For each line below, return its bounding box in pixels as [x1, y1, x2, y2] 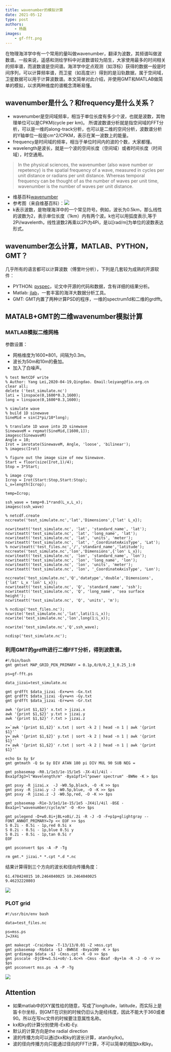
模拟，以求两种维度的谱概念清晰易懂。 [14, 82, 95, 88]
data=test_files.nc [5, 920, 47, 925]
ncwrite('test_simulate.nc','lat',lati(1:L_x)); [5, 611, 110, 616]
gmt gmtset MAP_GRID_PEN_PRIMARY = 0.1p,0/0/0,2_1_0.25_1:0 [5, 663, 136, 668]
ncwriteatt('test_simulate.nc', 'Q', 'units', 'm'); [5, 598, 120, 603]
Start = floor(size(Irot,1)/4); [5, 460, 74, 465]
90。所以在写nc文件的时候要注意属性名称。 [12, 1015, 104, 1021]
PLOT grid [5, 900, 31, 907]
